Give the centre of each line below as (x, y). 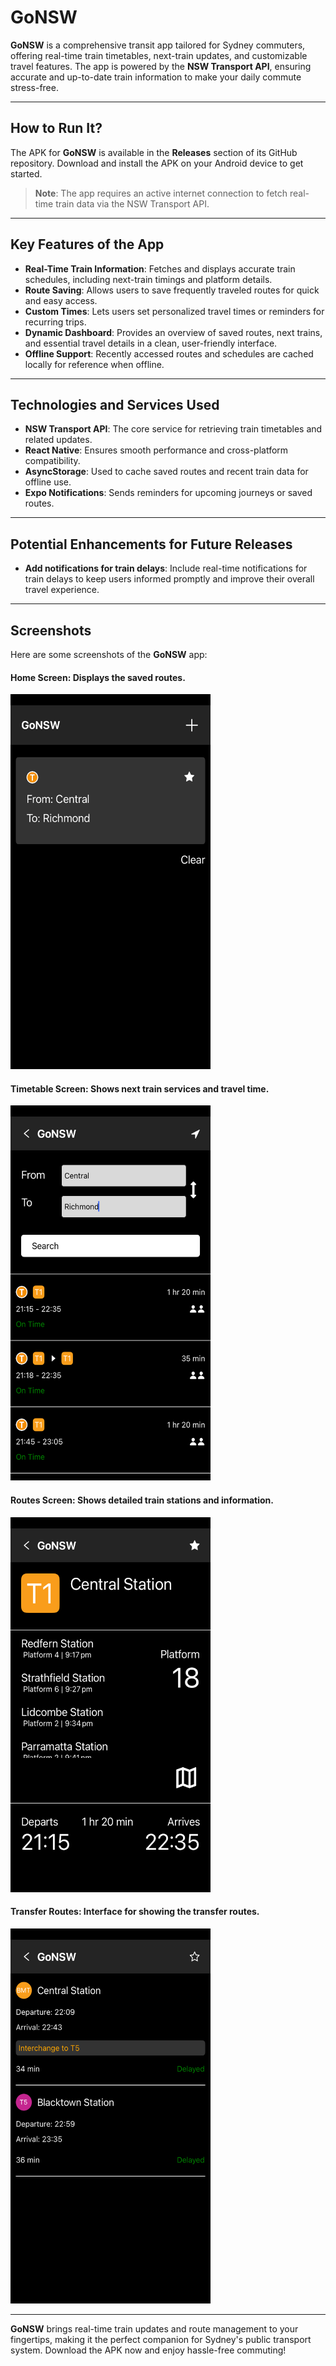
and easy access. (61, 300)
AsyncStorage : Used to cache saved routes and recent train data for (166, 472)
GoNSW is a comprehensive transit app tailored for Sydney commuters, (158, 45)
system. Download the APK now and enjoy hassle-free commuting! (148, 2350)
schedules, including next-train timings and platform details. (148, 279)
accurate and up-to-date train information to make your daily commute (156, 77)
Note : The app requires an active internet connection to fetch (161, 193)
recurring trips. (55, 322)
